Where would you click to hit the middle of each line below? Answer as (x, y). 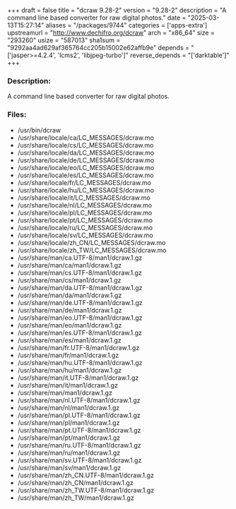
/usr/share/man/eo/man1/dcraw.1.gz (70, 325)
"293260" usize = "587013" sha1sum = (64, 40)
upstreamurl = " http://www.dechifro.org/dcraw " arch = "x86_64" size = (111, 32)
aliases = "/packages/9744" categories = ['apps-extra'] (126, 25)
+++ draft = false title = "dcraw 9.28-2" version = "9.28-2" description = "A (117, 10)
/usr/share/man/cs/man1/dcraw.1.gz (69, 280)
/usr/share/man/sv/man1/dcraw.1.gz (69, 467)
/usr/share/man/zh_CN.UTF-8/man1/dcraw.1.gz (85, 475)
